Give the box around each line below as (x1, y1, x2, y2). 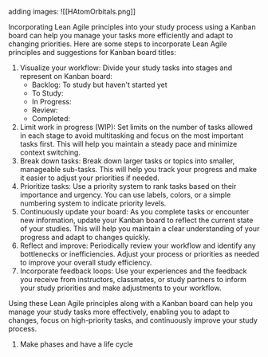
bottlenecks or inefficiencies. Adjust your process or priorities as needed (19, 249, 260, 258)
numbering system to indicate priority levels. (19, 198, 167, 208)
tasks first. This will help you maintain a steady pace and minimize (19, 139, 238, 148)
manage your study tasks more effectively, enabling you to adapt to (8, 307, 230, 316)
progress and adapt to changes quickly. (19, 233, 151, 241)
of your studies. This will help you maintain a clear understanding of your (19, 224, 260, 233)
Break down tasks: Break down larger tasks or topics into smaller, (19, 156, 235, 166)
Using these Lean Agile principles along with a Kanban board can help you (8, 299, 253, 308)
